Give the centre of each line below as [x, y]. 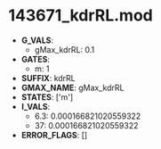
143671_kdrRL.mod [80, 16]
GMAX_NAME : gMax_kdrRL [72, 87]
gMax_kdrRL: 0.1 [64, 49]
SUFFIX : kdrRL [48, 78]
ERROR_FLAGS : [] [54, 135]
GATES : [36, 59]
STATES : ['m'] [47, 97]
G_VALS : [37, 40]
